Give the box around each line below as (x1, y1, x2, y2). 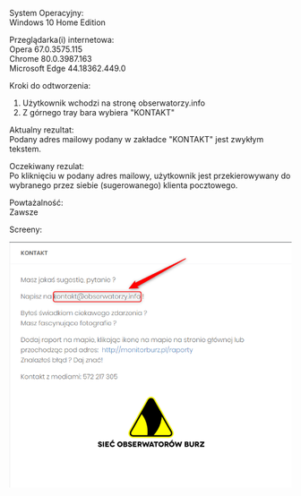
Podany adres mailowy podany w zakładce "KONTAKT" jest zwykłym (9, 134, 264, 144)
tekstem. (9, 143, 42, 154)
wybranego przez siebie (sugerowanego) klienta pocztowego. (9, 180, 238, 191)
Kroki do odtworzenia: (9, 81, 91, 90)
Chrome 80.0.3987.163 (9, 54, 92, 64)
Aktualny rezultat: (9, 124, 74, 135)
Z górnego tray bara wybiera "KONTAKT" (21, 107, 176, 117)
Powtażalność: (9, 197, 64, 208)
